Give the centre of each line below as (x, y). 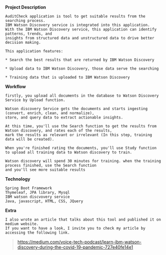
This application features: (34, 51)
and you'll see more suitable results (45, 170)
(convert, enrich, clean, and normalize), (50, 113)
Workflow (16, 86)
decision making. (23, 42)
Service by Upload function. (35, 100)
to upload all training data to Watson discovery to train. (69, 152)
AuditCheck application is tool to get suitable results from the (75, 16)
